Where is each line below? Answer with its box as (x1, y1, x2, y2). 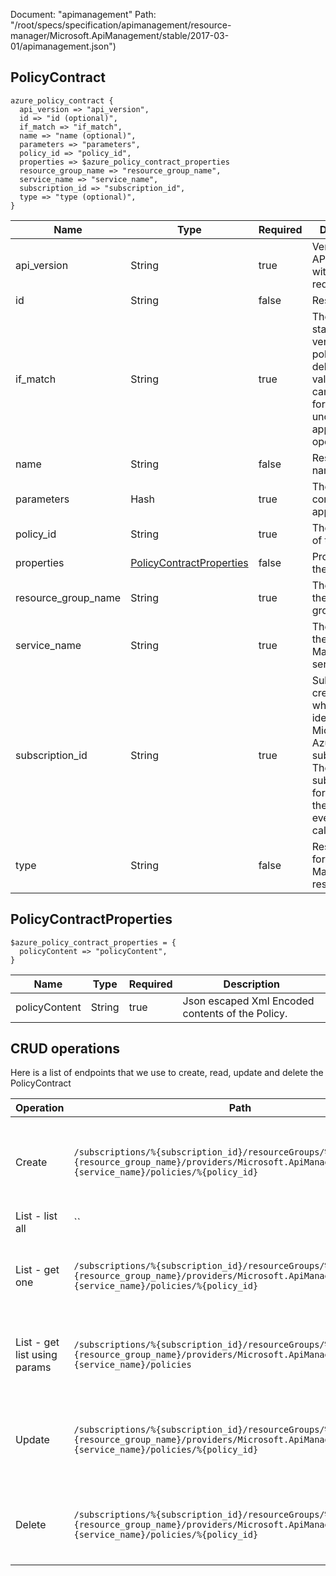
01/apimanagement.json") (10, 40, 117, 52)
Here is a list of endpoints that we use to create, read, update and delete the (10, 1067, 324, 1079)
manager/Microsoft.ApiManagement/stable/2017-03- (10, 30, 230, 41)
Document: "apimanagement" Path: (10, 9, 157, 20)
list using (15, 1348, 58, 1362)
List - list (15, 1209, 58, 1223)
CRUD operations (10, 1040, 121, 1058)
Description (223, 977, 281, 991)
